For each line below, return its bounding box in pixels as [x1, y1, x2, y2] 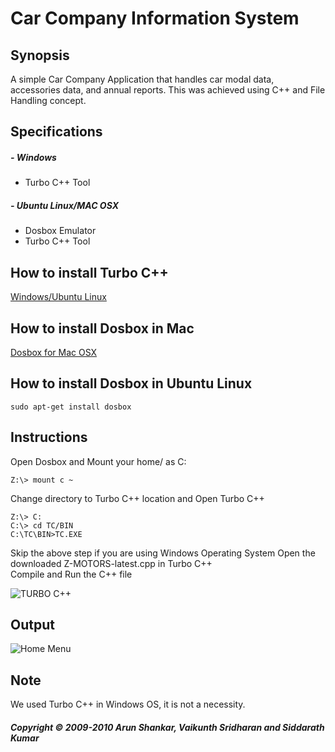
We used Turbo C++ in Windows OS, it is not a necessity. [10, 698, 246, 711]
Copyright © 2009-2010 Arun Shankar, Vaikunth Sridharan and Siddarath [10, 721, 325, 733]
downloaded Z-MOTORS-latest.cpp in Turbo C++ [10, 557, 213, 569]
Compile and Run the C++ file [10, 568, 133, 580]
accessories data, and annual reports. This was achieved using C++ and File [10, 84, 326, 96]
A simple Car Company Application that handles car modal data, [10, 73, 275, 85]
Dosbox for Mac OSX [10, 346, 98, 358]
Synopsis [10, 47, 70, 64]
